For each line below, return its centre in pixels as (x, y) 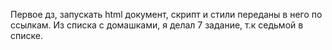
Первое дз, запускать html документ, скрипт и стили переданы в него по (166, 14)
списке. (26, 35)
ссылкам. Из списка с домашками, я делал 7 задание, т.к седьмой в (157, 25)
